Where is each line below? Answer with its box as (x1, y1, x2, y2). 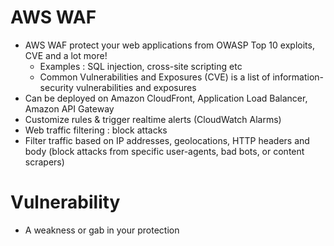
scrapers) (24, 156, 65, 168)
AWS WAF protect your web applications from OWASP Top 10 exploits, (24, 39, 315, 51)
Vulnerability (10, 191, 121, 214)
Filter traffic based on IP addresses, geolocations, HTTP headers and (24, 134, 310, 146)
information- (272, 71, 324, 83)
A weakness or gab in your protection (24, 224, 180, 236)
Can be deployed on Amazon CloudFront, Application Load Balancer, (24, 92, 308, 104)
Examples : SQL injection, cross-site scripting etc (39, 60, 243, 72)
